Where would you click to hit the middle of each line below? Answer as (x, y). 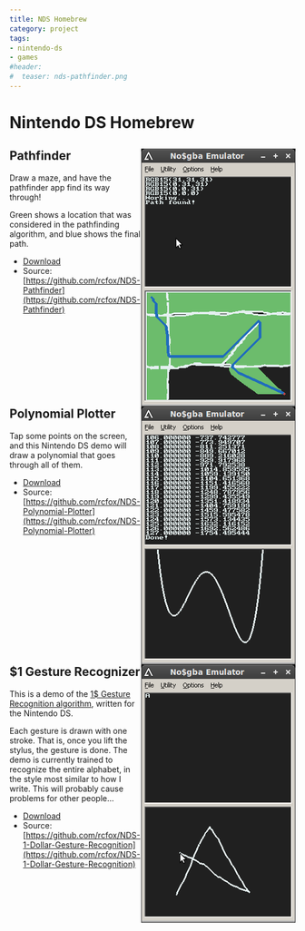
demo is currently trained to (61, 759)
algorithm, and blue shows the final (75, 234)
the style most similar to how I (65, 779)
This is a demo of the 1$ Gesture (70, 693)
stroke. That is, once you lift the (69, 740)
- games (24, 58)
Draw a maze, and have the (60, 178)
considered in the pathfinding (64, 224)
